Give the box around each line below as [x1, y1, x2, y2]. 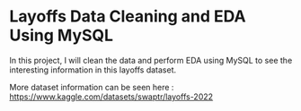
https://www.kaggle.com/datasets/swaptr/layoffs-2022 [9, 91, 214, 102]
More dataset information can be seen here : [9, 81, 174, 92]
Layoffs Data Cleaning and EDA [9, 6, 247, 27]
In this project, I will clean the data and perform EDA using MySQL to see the [9, 55, 293, 65]
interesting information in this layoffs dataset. [9, 64, 177, 75]
